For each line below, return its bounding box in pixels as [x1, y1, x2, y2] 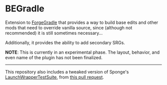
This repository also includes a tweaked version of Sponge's [5, 69, 129, 75]
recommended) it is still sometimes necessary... [5, 30, 103, 36]
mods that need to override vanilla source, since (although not [5, 24, 133, 30]
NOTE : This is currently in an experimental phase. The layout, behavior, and [5, 49, 160, 55]
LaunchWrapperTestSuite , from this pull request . [5, 74, 104, 80]
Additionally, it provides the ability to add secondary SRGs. [5, 39, 125, 45]
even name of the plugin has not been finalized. [5, 54, 103, 60]
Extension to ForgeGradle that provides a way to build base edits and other [5, 19, 159, 25]
